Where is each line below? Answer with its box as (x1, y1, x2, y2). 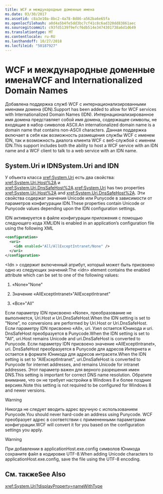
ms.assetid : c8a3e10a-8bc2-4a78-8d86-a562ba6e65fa (5, 16, 110, 21)
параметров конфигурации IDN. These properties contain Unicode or (5, 201, 145, 206)
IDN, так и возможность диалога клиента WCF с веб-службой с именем (5, 137, 156, 143)
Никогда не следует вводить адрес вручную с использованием (5, 406, 138, 412)
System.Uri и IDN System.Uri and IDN (5, 162, 119, 170)
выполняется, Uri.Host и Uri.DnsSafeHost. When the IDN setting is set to (5, 315, 151, 321)
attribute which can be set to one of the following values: (5, 272, 119, 278)
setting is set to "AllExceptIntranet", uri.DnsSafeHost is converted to (5, 356, 141, 362)
